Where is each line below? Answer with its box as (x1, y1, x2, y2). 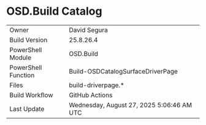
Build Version (9, 36, 48, 44)
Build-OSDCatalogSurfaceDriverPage (69, 67, 178, 75)
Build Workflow (9, 91, 53, 99)
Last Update (9, 104, 45, 113)
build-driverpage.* (69, 81, 124, 89)
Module (9, 53, 32, 62)
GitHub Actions (69, 91, 113, 99)
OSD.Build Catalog (6, 4, 102, 18)
